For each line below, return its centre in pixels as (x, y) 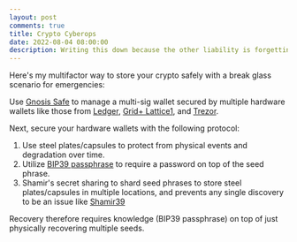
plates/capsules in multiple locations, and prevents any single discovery (153, 193)
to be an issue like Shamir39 (73, 202)
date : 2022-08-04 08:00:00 (59, 42)
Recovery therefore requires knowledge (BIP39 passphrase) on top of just (144, 219)
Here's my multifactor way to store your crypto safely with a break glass (141, 75)
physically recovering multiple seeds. (77, 228)
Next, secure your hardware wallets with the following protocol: (125, 128)
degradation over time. (63, 155)
